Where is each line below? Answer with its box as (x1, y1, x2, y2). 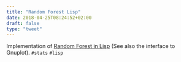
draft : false (6, 20, 40, 26)
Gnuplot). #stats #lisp (6, 49, 63, 57)
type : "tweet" (6, 26, 43, 32)
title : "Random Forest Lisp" (6, 9, 81, 15)
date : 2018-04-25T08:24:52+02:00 (6, 15, 92, 21)
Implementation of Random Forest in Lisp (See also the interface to (6, 43, 175, 50)
